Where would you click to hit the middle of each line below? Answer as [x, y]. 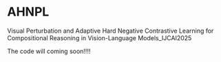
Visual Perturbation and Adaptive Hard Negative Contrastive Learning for [110, 31]
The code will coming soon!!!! [49, 51]
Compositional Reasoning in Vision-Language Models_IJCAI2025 [99, 37]
